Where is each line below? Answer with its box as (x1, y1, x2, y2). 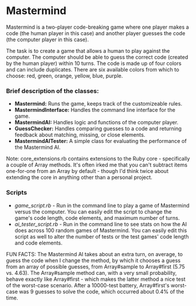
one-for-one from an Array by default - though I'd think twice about (6, 168, 169, 175)
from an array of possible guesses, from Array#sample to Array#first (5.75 (6, 263, 185, 270)
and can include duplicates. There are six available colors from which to (6, 66, 180, 73)
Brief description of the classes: (6, 87, 99, 95)
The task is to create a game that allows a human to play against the (6, 47, 170, 54)
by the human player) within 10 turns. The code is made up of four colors (6, 60, 182, 67)
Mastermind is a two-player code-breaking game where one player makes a (6, 23, 189, 30)
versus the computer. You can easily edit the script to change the (14, 208, 172, 215)
